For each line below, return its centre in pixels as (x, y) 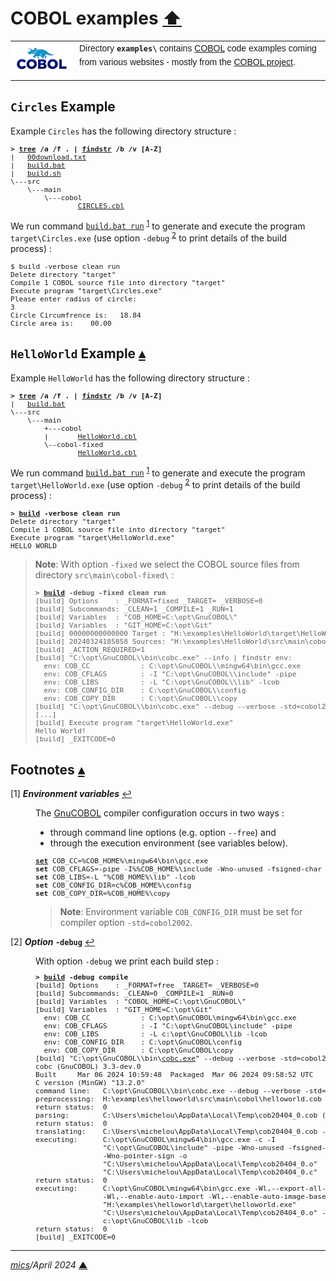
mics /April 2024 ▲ (49, 1265)
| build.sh (36, 173)
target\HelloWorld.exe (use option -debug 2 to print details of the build (155, 484)
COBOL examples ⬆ (96, 18)
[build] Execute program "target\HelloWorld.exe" (134, 723)
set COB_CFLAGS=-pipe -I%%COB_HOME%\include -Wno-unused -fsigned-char (179, 869)
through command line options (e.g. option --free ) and (163, 832)
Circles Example (63, 107)
